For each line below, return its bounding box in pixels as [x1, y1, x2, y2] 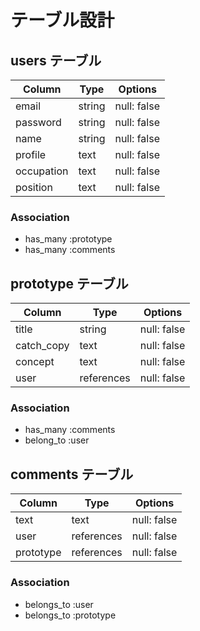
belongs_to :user [24, 598, 94, 610]
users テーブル [10, 52, 102, 69]
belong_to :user [24, 434, 90, 446]
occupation [15, 164, 69, 178]
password [15, 116, 62, 129]
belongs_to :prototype [24, 609, 117, 621]
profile [15, 148, 47, 161]
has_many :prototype [24, 233, 113, 245]
